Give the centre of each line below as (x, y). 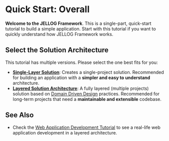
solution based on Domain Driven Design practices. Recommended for (86, 94)
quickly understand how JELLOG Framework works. (59, 34)
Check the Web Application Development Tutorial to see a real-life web (87, 127)
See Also (19, 115)
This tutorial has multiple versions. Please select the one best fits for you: (82, 62)
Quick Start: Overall (48, 9)
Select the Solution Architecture (57, 50)
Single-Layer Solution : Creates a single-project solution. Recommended (88, 72)
